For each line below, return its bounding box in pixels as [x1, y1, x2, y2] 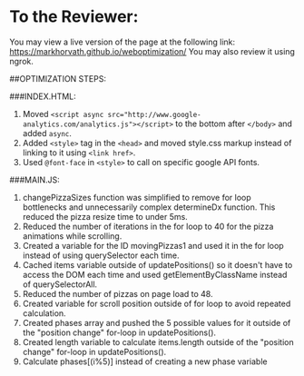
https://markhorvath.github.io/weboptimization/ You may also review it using [9, 45, 295, 56]
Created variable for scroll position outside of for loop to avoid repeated [22, 298, 291, 309]
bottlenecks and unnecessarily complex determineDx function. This [22, 202, 276, 213]
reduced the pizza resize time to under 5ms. [22, 211, 188, 222]
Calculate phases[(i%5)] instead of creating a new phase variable [22, 356, 268, 367]
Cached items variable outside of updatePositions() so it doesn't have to [22, 259, 293, 270]
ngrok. [9, 55, 34, 66]
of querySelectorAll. [22, 279, 98, 290]
